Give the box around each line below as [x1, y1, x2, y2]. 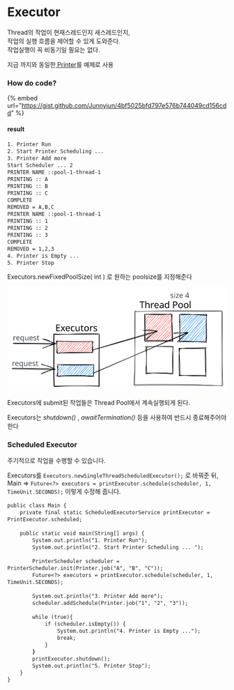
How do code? [7, 78, 57, 88]
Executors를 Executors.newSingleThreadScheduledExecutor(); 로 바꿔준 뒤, [7, 471, 219, 480]
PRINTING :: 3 [7, 231, 49, 239]
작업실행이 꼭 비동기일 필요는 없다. [7, 45, 100, 54]
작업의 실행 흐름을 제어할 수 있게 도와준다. [7, 36, 120, 45]
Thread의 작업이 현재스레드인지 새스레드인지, [7, 28, 130, 36]
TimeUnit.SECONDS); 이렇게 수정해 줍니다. [7, 487, 121, 496]
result [7, 125, 25, 133]
